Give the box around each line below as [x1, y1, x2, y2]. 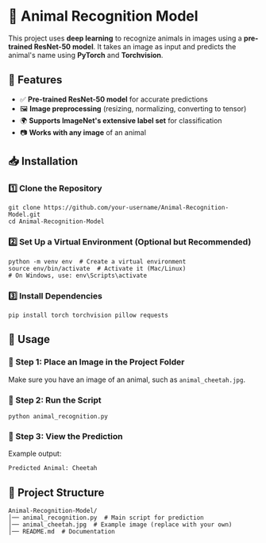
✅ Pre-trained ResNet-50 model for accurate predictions [19, 94, 209, 104]
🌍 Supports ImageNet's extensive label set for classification [19, 115, 222, 125]
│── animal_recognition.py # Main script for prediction [8, 514, 204, 522]
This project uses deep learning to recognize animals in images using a [8, 33, 242, 43]
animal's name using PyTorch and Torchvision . [8, 50, 164, 60]
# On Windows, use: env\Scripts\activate [8, 271, 148, 279]
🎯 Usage [8, 333, 50, 346]
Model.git [8, 210, 41, 219]
